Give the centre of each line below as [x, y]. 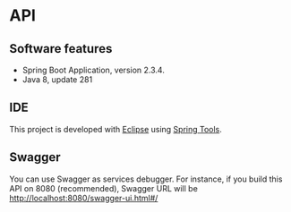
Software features [61, 49]
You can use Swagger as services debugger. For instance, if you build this [146, 179]
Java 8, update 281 [57, 80]
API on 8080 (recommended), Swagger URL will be [104, 188]
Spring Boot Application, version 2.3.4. [94, 70]
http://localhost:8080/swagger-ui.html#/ [84, 198]
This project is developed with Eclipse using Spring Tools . [116, 129]
